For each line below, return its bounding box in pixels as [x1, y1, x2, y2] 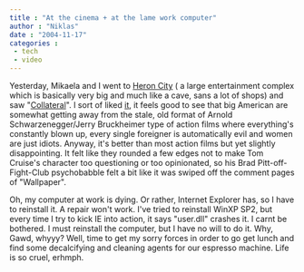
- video [13, 55, 43, 64]
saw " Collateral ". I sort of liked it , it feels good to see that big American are [9, 100, 289, 110]
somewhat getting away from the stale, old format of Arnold [9, 110, 233, 120]
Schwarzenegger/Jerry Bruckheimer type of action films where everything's [9, 119, 294, 130]
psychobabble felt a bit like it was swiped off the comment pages [51, 167, 295, 178]
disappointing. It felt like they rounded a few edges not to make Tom [9, 148, 264, 159]
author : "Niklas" [9, 22, 79, 31]
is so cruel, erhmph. [9, 252, 84, 263]
